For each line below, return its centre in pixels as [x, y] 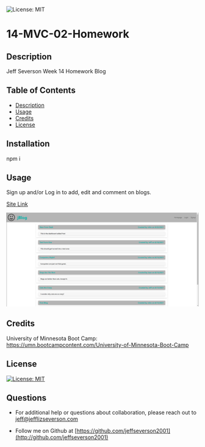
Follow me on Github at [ [46, 431]
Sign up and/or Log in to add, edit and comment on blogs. [79, 192]
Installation [28, 144]
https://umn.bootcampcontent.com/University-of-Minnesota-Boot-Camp [98, 344]
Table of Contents [41, 91]
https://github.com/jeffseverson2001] [124, 431]
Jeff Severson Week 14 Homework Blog [56, 71]
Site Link [17, 204]
